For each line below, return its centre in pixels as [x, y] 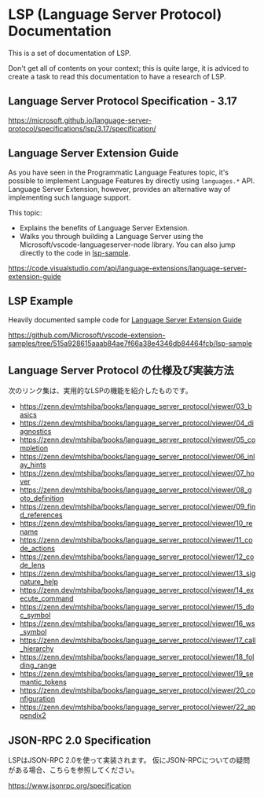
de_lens [32, 565]
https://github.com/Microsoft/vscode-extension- [87, 335]
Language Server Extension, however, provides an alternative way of [119, 189]
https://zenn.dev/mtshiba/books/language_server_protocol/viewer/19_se [136, 674]
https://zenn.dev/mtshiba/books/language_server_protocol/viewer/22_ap [137, 707]
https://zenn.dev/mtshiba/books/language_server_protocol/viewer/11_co [136, 540]
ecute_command [46, 598]
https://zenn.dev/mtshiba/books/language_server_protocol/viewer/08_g [136, 490]
